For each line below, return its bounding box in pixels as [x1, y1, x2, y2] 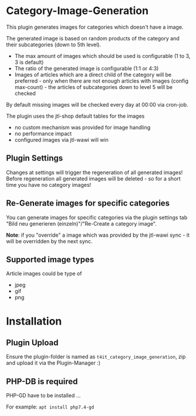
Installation [6, 315, 62, 328]
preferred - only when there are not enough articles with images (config [14, 77, 189, 84]
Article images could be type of [6, 270, 82, 277]
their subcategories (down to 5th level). [6, 41, 102, 48]
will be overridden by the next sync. [6, 237, 93, 244]
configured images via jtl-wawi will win [14, 136, 109, 143]
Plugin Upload [6, 337, 59, 347]
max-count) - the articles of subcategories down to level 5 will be [14, 83, 173, 90]
